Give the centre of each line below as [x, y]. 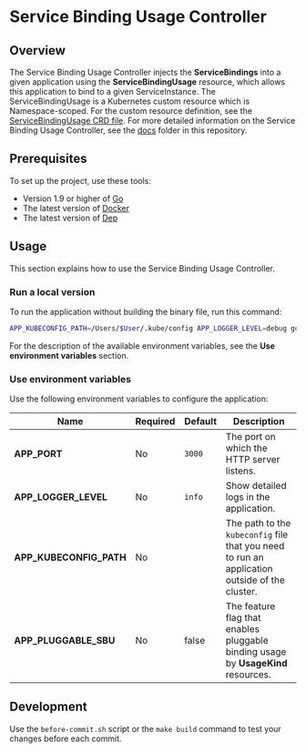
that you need [255, 546]
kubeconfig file [257, 534]
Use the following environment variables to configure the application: [139, 399]
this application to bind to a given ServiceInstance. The [112, 92]
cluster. [241, 592]
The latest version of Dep [70, 218]
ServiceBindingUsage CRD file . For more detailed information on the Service [153, 121]
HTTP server [253, 460]
